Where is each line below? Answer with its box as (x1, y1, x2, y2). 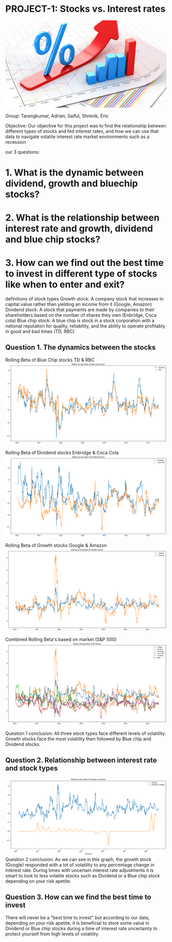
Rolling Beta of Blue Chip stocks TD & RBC (5, 357, 95, 363)
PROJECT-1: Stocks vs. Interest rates (5, 3, 166, 15)
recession (5, 139, 27, 145)
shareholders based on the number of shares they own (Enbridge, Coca (5, 312, 157, 318)
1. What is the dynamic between (5, 167, 144, 178)
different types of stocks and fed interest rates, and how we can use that (5, 128, 159, 134)
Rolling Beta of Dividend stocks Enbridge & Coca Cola (5, 449, 119, 455)
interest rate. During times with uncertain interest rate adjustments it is (5, 867, 154, 873)
